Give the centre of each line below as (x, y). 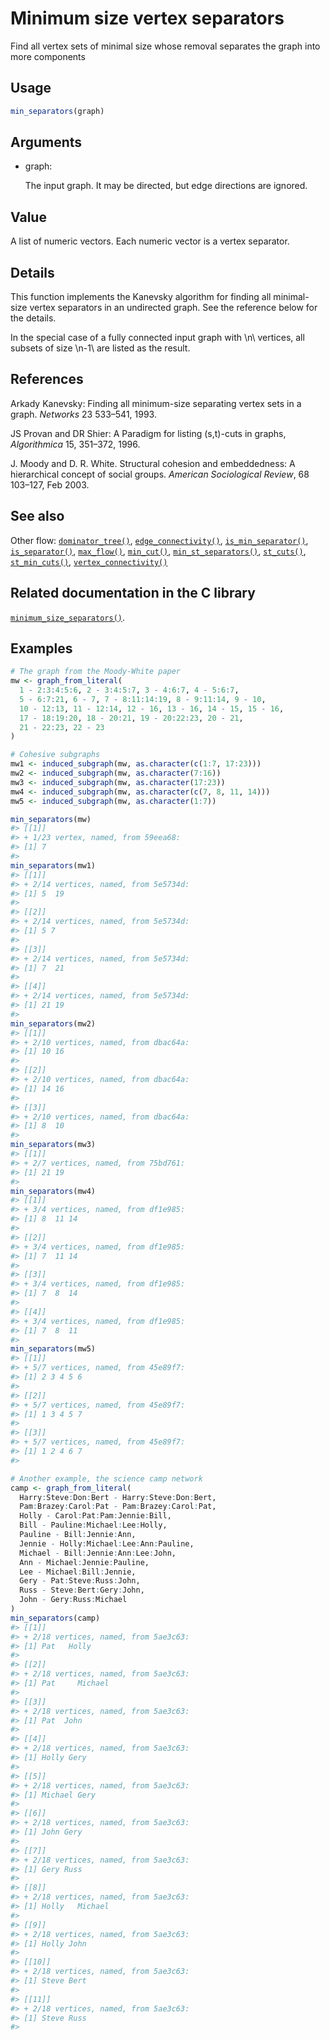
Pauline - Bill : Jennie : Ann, (78, 1535)
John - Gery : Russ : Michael (73, 1600)
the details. (33, 318)
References (47, 379)
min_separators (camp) (55, 1618)
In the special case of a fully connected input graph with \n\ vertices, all (157, 338)
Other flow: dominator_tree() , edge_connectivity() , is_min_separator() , (159, 540)
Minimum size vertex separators (147, 18)
